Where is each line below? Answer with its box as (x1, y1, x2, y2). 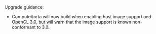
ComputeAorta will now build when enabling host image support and (11, 14, 152, 19)
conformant (11, 24, 36, 30)
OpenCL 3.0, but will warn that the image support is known (11, 19, 132, 25)
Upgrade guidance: (4, 4, 44, 10)
